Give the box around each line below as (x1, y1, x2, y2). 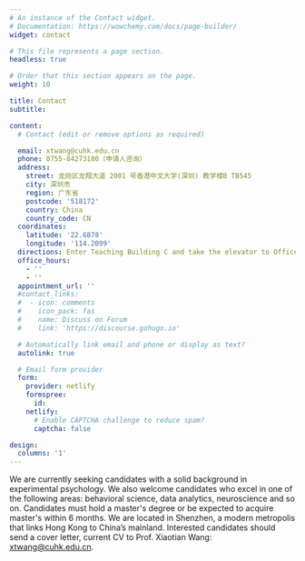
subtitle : (9, 105, 47, 114)
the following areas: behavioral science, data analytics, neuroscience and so (9, 493, 295, 505)
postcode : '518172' (25, 196, 100, 205)
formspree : (25, 390, 67, 400)
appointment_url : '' (17, 281, 95, 291)
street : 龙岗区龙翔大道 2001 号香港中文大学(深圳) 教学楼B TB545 (25, 172, 252, 181)
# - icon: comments (17, 298, 95, 307)
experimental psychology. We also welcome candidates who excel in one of (9, 484, 293, 495)
